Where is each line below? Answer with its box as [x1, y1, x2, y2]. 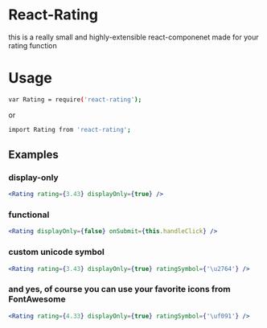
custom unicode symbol [8, 247, 105, 258]
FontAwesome [8, 293, 66, 305]
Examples [8, 148, 59, 162]
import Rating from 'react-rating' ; [8, 125, 131, 133]
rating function [8, 40, 58, 50]
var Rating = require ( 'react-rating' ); [8, 95, 142, 104]
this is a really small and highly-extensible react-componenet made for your [8, 32, 259, 42]
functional [8, 209, 50, 220]
